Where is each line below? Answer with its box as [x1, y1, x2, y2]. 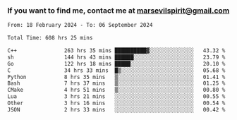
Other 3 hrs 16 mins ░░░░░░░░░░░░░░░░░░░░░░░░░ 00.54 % [7, 100, 226, 107]
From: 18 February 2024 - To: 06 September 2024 [7, 22, 153, 29]
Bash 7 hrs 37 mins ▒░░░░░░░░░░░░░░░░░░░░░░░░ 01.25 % [7, 80, 226, 87]
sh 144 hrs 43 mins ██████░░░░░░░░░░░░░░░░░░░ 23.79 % [7, 54, 226, 61]
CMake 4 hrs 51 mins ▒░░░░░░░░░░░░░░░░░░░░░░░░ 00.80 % [7, 87, 226, 94]
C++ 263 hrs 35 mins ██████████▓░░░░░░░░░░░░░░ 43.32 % [7, 47, 226, 54]
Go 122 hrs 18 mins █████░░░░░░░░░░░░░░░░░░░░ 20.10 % [7, 60, 226, 67]
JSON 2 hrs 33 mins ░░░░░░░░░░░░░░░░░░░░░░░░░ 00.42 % [7, 106, 226, 113]
